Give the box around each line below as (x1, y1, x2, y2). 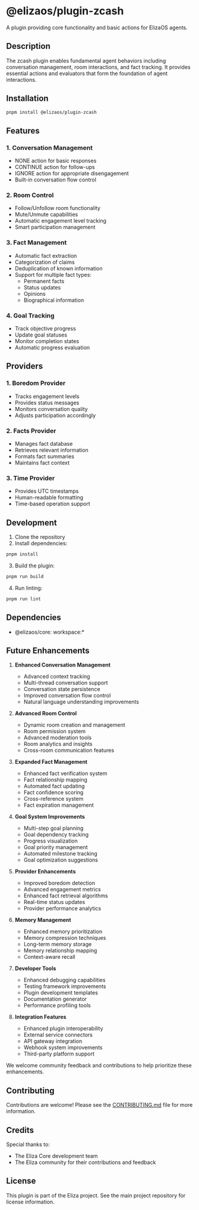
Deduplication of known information (14, 264, 103, 272)
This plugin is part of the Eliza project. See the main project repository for (6, 1192, 186, 1199)
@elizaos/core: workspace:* (14, 628, 85, 635)
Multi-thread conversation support (23, 679, 108, 687)
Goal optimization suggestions (23, 856, 98, 863)
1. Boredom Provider (6, 379, 66, 387)
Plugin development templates (23, 989, 98, 996)
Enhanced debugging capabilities (23, 977, 106, 984)
